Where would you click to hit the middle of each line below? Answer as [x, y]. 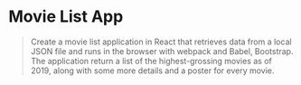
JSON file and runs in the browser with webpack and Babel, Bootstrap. [162, 51]
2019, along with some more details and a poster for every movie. [152, 71]
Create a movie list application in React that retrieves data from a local [161, 42]
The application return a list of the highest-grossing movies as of [151, 61]
